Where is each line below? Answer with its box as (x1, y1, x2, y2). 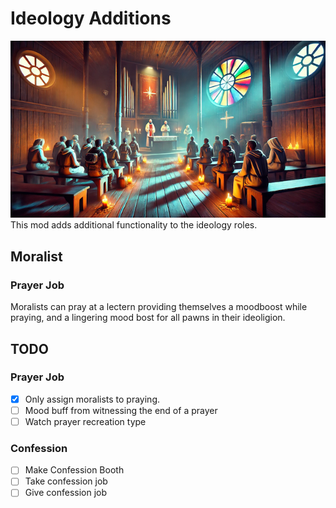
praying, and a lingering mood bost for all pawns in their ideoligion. (10, 312, 286, 324)
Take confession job (24, 475, 108, 487)
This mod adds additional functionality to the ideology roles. (10, 219, 258, 231)
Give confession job (24, 487, 108, 499)
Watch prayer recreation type (24, 415, 147, 427)
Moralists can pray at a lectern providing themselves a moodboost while (10, 301, 308, 313)
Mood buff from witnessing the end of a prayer (24, 404, 218, 416)
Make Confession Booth (24, 464, 125, 476)
